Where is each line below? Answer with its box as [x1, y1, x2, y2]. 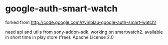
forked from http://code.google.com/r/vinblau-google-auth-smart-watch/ [5, 19, 156, 25]
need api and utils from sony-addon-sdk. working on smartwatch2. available [5, 29, 163, 35]
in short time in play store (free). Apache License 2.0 [5, 34, 114, 40]
